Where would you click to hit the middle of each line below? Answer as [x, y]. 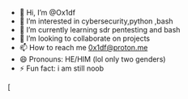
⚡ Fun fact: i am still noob [62, 68]
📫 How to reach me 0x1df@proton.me [83, 47]
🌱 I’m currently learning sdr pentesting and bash [100, 30]
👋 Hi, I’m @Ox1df [47, 13]
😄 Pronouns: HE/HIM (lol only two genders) [92, 59]
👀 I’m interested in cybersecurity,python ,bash [96, 21]
